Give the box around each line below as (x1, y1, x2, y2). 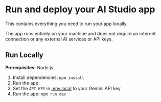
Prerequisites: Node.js (5, 64, 54, 70)
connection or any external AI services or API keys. (5, 36, 113, 42)
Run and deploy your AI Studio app (5, 4, 155, 15)
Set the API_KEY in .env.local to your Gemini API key (12, 85, 121, 91)
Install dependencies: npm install (12, 74, 84, 80)
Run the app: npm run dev (12, 91, 66, 97)
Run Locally (5, 51, 43, 59)
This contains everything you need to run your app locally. (5, 21, 128, 27)
